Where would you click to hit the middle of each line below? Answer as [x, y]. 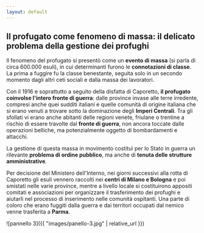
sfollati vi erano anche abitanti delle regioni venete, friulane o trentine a [95, 117]
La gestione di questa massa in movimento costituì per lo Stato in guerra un [101, 149]
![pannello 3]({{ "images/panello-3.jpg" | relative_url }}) [76, 224]
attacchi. [17, 137]
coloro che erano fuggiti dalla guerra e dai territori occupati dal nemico [95, 205]
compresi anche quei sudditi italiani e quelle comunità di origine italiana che [101, 104]
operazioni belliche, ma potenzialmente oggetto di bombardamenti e [92, 130]
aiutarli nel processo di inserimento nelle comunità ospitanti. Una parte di [98, 199]
